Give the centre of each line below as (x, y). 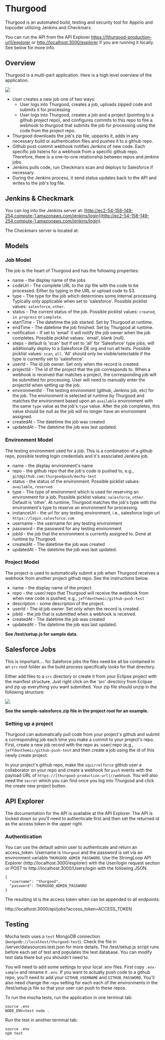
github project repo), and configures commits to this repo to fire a (86, 120)
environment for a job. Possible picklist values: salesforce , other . (78, 497)
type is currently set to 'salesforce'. (48, 359)
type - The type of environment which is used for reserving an (75, 492)
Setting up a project (29, 724)
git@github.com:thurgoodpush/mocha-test (54, 476)
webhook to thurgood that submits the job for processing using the (87, 125)
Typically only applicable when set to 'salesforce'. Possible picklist (80, 301)
